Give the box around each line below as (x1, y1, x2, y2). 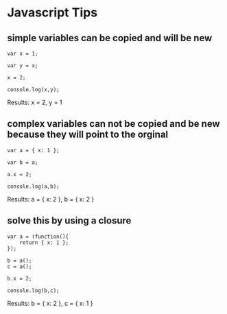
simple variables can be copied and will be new (7, 32, 213, 44)
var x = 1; (7, 50, 38, 57)
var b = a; (7, 159, 38, 166)
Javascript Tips (7, 5, 98, 21)
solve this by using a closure (7, 215, 132, 227)
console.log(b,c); (7, 287, 60, 294)
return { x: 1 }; (19, 239, 69, 246)
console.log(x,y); (7, 86, 60, 93)
